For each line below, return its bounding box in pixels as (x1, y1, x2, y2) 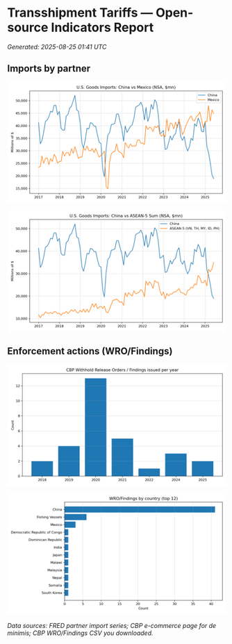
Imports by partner (7, 63, 91, 74)
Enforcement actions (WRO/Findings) (7, 345, 173, 357)
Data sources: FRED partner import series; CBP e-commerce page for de (7, 621, 217, 629)
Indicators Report (51, 19, 154, 35)
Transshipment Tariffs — (7, 5, 154, 21)
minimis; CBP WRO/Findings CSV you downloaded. (7, 629, 154, 637)
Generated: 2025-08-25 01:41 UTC (7, 42, 107, 51)
